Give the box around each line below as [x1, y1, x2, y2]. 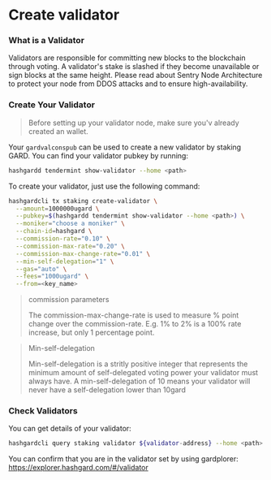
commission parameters [28, 295, 110, 305]
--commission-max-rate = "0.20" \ [15, 242, 126, 250]
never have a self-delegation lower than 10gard [28, 385, 187, 395]
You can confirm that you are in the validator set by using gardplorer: [8, 454, 239, 464]
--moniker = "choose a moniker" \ [15, 219, 126, 228]
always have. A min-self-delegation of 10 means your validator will [28, 376, 251, 387]
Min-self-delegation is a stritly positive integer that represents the [28, 359, 248, 369]
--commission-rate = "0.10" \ [15, 235, 111, 243]
